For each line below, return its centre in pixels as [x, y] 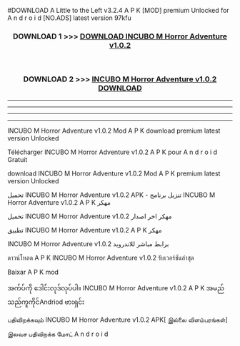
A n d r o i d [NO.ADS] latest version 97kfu [69, 18]
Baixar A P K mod [33, 272]
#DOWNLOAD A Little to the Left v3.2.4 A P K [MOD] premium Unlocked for [119, 10]
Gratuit [17, 159]
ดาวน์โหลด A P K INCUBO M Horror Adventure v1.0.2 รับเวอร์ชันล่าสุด [101, 258]
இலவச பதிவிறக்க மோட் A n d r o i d [58, 334]
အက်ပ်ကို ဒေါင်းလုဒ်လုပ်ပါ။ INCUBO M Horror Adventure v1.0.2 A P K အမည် [116, 288]
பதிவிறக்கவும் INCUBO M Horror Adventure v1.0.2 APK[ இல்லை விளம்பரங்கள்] [117, 320]
